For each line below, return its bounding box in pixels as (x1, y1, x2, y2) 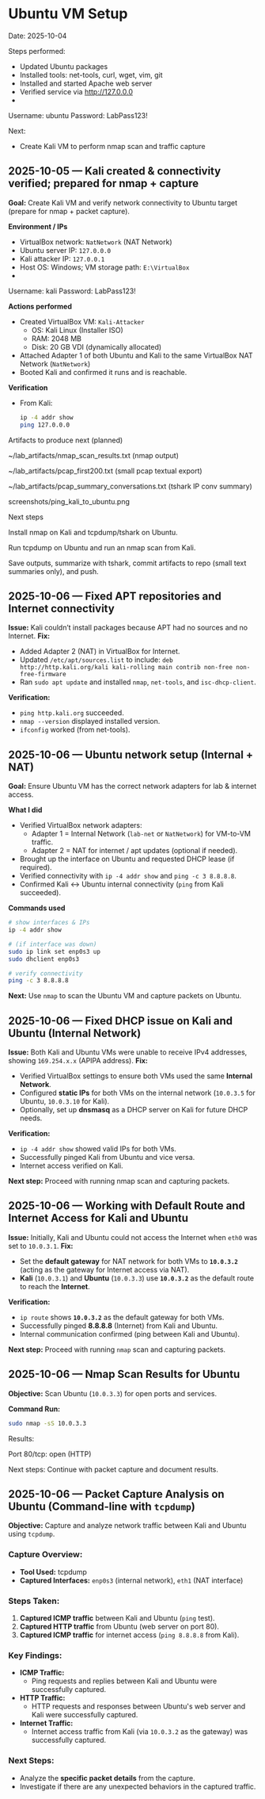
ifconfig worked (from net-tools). (19, 725, 131, 734)
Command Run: (8, 1404, 61, 1414)
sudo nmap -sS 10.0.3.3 (8, 1419, 87, 1427)
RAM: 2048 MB (31, 334, 81, 343)
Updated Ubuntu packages (19, 61, 108, 71)
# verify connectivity (8, 969, 83, 978)
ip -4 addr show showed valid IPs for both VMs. (19, 1144, 176, 1154)
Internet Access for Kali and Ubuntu (8, 1211, 188, 1225)
